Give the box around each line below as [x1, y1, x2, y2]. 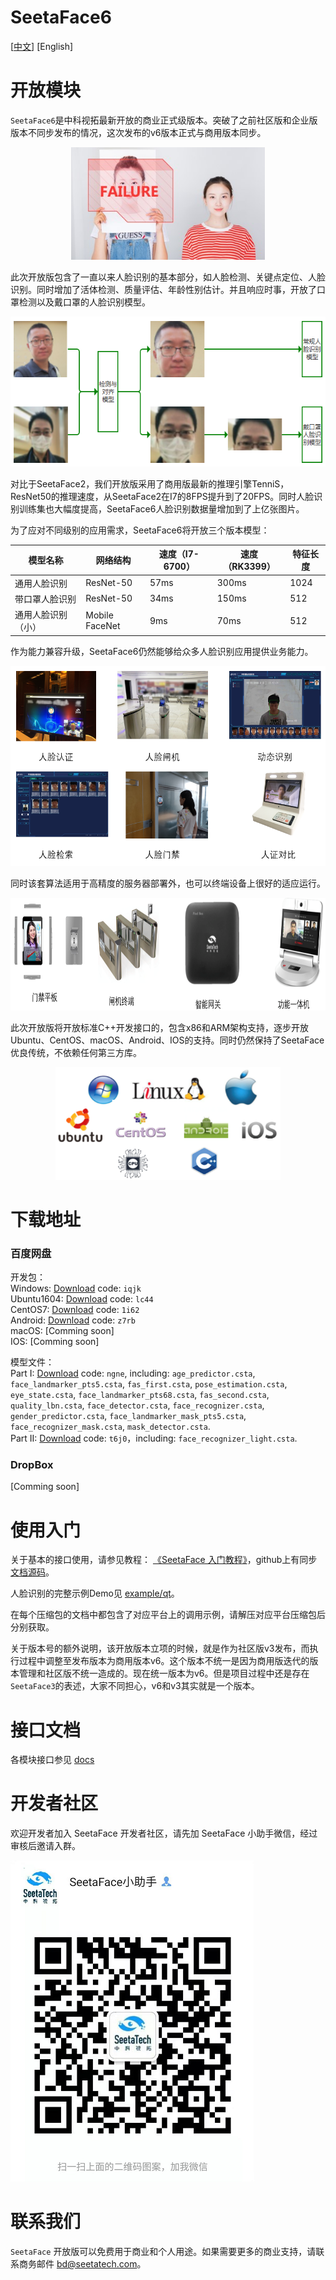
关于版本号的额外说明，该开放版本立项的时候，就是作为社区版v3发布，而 [10, 1642, 310, 1655]
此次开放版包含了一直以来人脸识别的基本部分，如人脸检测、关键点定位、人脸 [10, 271, 326, 283]
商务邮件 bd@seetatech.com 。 [18, 2258, 147, 2270]
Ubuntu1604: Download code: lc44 [10, 1293, 154, 1305]
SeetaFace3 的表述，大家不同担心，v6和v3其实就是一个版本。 [10, 1680, 260, 1692]
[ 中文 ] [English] [10, 40, 74, 52]
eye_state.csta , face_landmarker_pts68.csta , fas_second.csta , [10, 1389, 270, 1401]
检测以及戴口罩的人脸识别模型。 [18, 296, 151, 308]
